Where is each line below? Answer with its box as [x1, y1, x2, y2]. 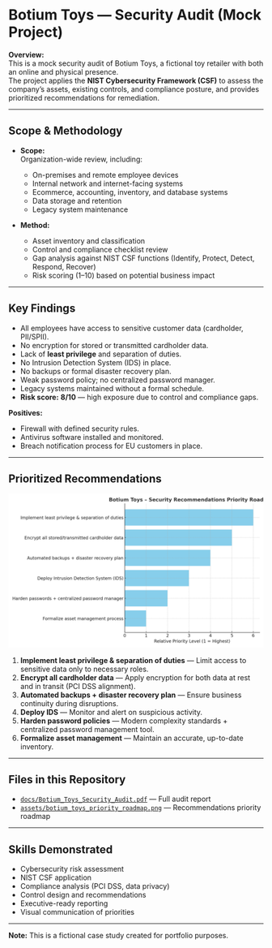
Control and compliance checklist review [32, 244, 168, 254]
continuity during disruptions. [19, 698, 119, 708]
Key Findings [8, 302, 76, 316]
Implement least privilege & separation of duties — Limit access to [19, 655, 247, 665]
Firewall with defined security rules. [19, 424, 140, 433]
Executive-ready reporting [19, 898, 108, 908]
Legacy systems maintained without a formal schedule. [19, 383, 205, 393]
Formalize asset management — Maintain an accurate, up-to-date [19, 733, 244, 743]
